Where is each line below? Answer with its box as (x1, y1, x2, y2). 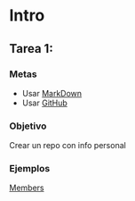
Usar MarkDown (21, 88, 83, 98)
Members (9, 182, 44, 193)
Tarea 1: (9, 41, 53, 56)
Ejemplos (9, 163, 51, 175)
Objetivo (9, 120, 47, 132)
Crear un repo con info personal (9, 140, 126, 151)
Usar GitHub (21, 97, 68, 108)
